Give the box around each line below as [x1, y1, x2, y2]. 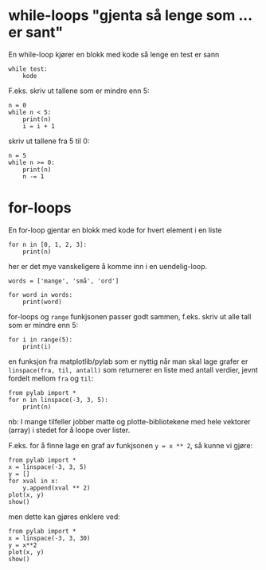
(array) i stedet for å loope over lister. [8, 425, 131, 435]
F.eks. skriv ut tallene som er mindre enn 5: [8, 86, 150, 96]
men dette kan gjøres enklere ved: [8, 512, 121, 521]
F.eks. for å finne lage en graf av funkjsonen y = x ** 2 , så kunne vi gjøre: [8, 440, 253, 450]
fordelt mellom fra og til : [8, 373, 94, 383]
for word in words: [8, 291, 73, 299]
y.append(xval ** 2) [22, 484, 91, 492]
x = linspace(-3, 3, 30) [8, 534, 91, 542]
